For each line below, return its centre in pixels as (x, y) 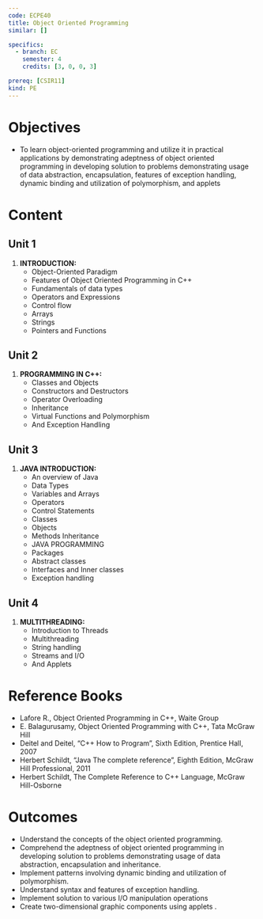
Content (36, 215)
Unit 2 (23, 355)
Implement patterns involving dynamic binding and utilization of (123, 872)
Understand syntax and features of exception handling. (109, 889)
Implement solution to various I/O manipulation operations (114, 898)
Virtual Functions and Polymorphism (90, 416)
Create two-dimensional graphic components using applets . (118, 906)
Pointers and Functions (69, 330)
